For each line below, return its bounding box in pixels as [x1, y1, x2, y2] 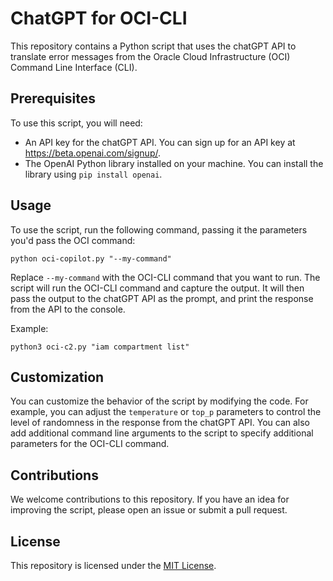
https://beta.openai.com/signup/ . [24, 147, 162, 159]
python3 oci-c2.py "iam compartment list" [10, 342, 190, 352]
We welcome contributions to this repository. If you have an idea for [10, 493, 290, 506]
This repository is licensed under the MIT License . [10, 560, 217, 571]
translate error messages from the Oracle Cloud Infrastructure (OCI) [10, 50, 291, 62]
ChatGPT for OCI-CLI [10, 7, 188, 30]
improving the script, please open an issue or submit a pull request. [10, 504, 288, 516]
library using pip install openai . [24, 168, 163, 180]
